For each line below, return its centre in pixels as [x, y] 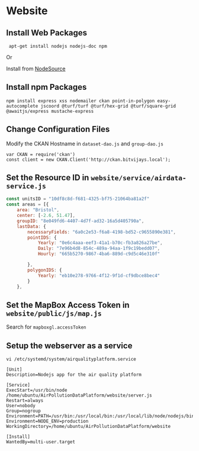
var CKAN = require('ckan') [41, 154]
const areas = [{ [28, 205]
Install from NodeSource [36, 69]
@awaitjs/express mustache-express [50, 111]
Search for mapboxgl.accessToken [46, 327]
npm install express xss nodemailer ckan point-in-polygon [81, 101]
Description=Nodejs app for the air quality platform [74, 375]
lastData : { [31, 226]
